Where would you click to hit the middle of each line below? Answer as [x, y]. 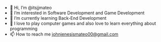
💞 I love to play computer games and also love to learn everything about [83, 23]
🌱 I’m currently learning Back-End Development [58, 18]
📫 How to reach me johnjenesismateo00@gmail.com [64, 34]
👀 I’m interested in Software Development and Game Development [77, 13]
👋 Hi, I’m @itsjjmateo [31, 8]
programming [24, 29]
